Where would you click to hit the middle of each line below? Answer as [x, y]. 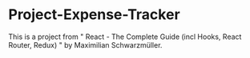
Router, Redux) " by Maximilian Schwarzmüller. [85, 44]
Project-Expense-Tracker [94, 15]
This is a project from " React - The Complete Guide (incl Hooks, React [125, 37]
